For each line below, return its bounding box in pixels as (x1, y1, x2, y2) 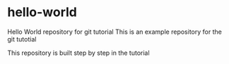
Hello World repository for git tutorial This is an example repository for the (7, 27, 223, 36)
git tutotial (7, 34, 37, 43)
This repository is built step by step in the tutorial (7, 49, 150, 57)
